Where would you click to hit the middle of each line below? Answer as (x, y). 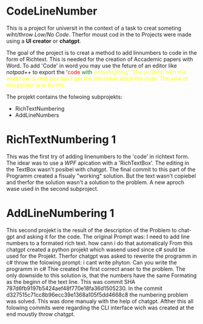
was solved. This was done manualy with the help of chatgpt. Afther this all (100, 301)
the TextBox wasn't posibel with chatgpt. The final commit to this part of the (101, 169)
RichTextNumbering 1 (61, 140)
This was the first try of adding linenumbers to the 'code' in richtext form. (98, 156)
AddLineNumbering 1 (60, 213)
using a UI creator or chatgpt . (44, 41)
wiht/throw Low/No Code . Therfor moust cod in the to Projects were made (99, 34)
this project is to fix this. (36, 85)
